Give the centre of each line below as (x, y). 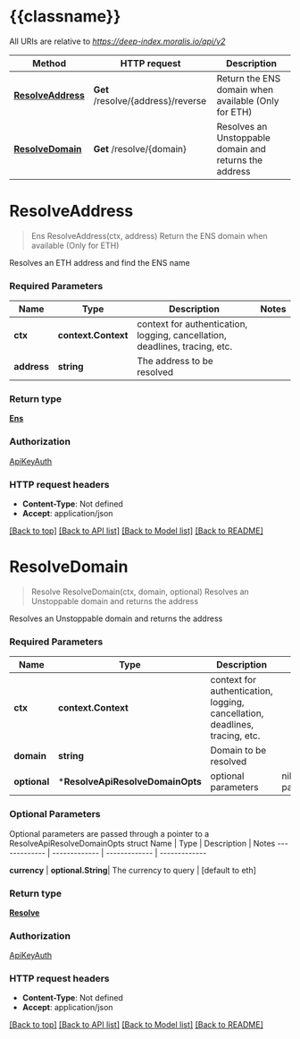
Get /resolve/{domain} (140, 149)
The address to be (175, 362)
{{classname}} (65, 17)
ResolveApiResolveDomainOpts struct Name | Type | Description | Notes (142, 843)
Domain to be (238, 751)
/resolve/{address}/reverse (150, 100)
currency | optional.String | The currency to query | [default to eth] (133, 870)
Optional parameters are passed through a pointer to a (109, 833)
